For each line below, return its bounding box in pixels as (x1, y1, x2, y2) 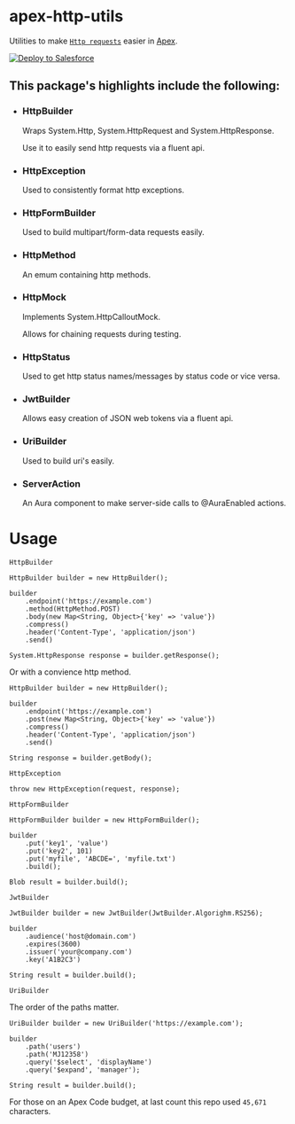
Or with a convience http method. (9, 667, 131, 677)
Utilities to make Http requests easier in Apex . (9, 35, 178, 46)
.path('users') (25, 1042, 82, 1051)
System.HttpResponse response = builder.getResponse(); (9, 651, 220, 660)
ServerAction (21, 477, 82, 489)
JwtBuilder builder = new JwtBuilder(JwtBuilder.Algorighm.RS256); (9, 909, 264, 917)
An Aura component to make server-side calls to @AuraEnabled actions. (21, 498, 286, 508)
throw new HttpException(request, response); (9, 784, 180, 793)
